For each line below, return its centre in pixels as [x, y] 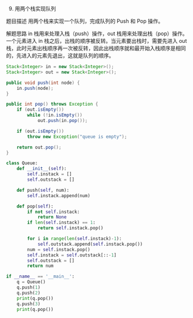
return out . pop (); [39, 147]
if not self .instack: [54, 212]
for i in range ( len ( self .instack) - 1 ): [75, 239]
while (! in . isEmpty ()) [55, 115]
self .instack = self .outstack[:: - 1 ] [72, 255]
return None [52, 217]
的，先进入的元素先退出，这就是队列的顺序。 [60, 55]
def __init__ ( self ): [42, 169]
